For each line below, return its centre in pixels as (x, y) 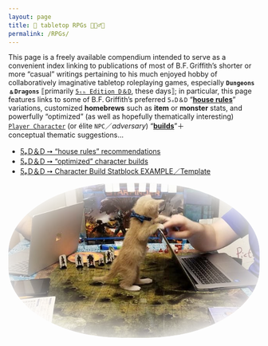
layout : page (30, 17)
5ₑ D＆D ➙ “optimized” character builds (84, 161)
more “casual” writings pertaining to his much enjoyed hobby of (113, 74)
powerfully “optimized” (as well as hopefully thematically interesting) (121, 116)
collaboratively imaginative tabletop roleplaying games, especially (116, 83)
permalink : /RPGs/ (39, 33)
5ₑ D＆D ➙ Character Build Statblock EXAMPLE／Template (115, 171)
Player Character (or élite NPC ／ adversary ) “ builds (91, 126)
